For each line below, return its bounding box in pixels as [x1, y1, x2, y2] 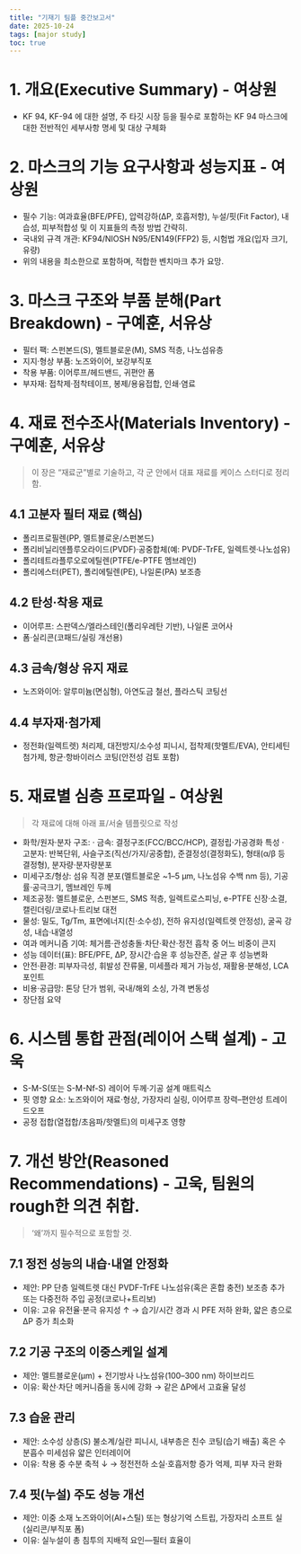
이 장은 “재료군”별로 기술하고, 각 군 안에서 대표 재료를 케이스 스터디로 [31, 467, 274, 477]
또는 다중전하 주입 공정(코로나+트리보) [22, 1293, 157, 1303]
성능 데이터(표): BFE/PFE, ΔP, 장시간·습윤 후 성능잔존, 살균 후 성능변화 [22, 949, 269, 960]
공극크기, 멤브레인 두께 [31, 882, 112, 893]
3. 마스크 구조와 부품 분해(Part [9, 291, 222, 311]
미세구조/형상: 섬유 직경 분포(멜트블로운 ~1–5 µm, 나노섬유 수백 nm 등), [22, 870, 272, 881]
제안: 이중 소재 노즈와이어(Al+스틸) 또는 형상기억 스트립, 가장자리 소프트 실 [22, 1513, 283, 1523]
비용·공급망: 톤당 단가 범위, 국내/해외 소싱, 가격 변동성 [22, 983, 209, 993]
